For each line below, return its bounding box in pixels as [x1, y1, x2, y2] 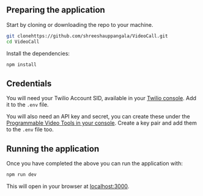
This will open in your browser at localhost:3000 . [6, 183, 130, 190]
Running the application [6, 143, 100, 154]
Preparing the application [6, 5, 105, 15]
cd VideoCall [6, 38, 40, 45]
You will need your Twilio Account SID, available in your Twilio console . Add [6, 95, 197, 102]
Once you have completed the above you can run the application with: [6, 160, 183, 167]
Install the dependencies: [6, 49, 70, 57]
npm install [6, 61, 37, 68]
